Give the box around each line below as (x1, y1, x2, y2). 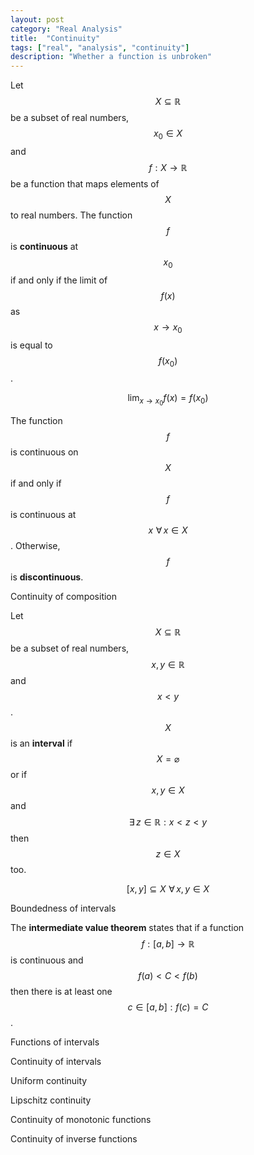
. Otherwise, (10, 540, 61, 552)
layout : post (10, 14, 65, 25)
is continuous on (10, 446, 79, 458)
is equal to (10, 339, 53, 351)
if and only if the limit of (10, 274, 108, 286)
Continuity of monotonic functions (10, 1114, 152, 1126)
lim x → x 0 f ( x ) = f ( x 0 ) (127, 392, 209, 408)
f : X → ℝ (148, 161, 188, 173)
